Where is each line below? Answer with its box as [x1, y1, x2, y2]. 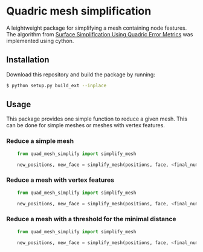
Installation [6, 55, 50, 65]
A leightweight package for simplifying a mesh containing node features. [6, 24, 187, 31]
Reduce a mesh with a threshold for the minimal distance [6, 215, 176, 224]
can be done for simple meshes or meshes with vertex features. [6, 122, 165, 129]
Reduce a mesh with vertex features [6, 176, 115, 184]
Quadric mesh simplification [6, 4, 152, 18]
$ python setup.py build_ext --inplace [6, 82, 107, 88]
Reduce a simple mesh [6, 137, 74, 145]
